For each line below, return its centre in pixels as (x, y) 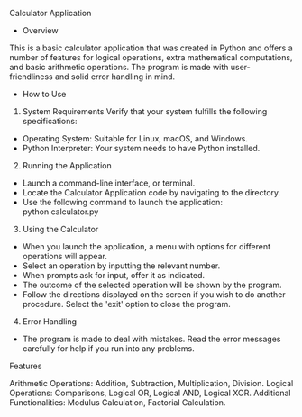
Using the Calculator (60, 229)
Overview (40, 30)
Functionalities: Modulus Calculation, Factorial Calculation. (118, 403)
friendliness (31, 77)
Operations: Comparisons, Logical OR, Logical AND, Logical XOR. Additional (150, 393)
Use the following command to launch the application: (123, 202)
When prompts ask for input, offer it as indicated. (114, 275)
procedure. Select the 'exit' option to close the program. (127, 304)
